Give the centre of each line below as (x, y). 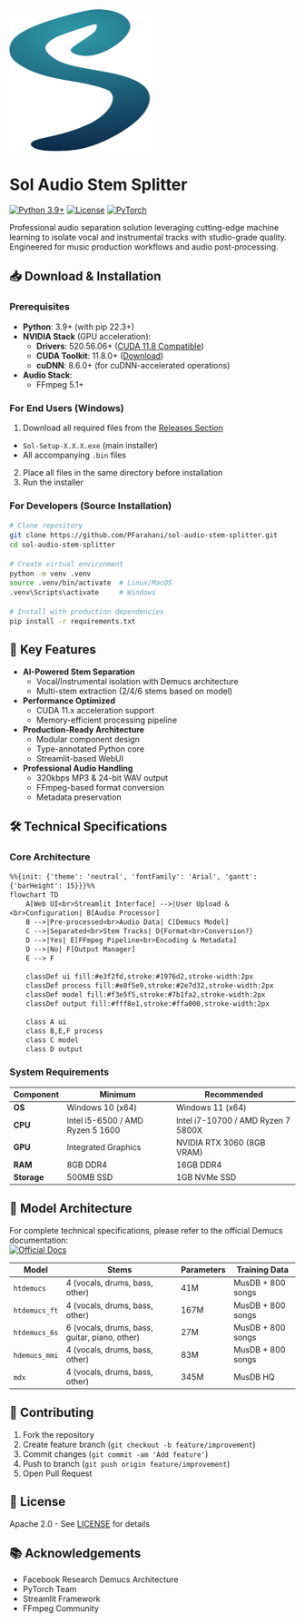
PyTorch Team (49, 1589)
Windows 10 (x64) (102, 1107)
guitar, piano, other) (103, 1337)
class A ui (46, 1022)
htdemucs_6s (36, 1333)
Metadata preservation (79, 797)
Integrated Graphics (104, 1147)
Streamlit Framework (62, 1599)
